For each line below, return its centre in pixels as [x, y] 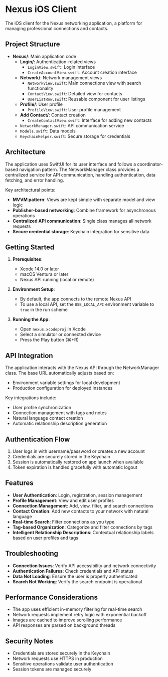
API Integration [29, 355]
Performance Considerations [51, 598]
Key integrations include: [31, 398]
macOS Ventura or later [44, 274]
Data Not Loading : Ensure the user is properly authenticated [75, 576]
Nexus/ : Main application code [44, 56]
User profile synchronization [42, 408]
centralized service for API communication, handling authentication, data [80, 175]
